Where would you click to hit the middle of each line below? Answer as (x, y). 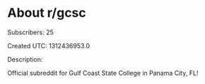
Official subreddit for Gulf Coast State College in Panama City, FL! (103, 73)
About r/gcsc (47, 13)
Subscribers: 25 (31, 32)
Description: (25, 59)
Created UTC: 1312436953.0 (49, 45)
